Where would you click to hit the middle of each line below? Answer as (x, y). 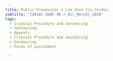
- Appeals (20, 33)
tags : (11, 19)
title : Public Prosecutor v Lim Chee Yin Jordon (56, 10)
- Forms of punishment (33, 47)
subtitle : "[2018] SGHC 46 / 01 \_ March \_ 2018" (54, 14)
